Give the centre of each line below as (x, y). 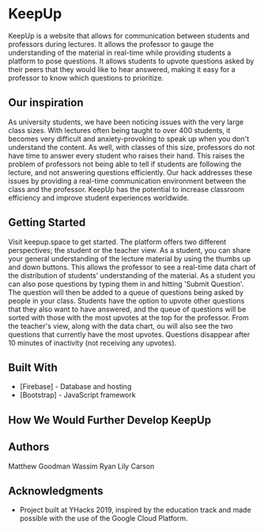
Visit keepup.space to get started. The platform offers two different (117, 242)
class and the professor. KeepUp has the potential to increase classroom (126, 189)
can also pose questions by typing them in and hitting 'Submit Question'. (126, 284)
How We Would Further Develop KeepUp (110, 420)
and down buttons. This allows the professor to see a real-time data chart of (132, 267)
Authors (29, 447)
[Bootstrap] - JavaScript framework (77, 395)
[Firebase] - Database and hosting (75, 387)
